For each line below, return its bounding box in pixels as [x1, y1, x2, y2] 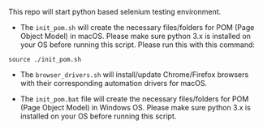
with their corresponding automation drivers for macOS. [19, 79, 208, 88]
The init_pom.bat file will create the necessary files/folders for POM [19, 94, 249, 104]
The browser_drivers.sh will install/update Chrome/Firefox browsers [19, 70, 249, 80]
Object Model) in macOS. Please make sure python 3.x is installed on [19, 32, 252, 41]
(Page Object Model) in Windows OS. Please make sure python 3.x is [19, 103, 252, 112]
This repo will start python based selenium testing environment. [8, 7, 222, 16]
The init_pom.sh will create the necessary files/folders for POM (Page [19, 23, 255, 32]
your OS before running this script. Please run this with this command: [19, 40, 256, 49]
